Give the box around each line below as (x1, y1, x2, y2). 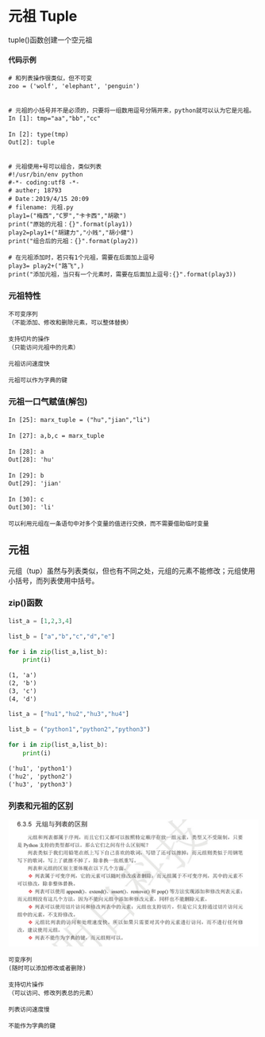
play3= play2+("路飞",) (8, 262, 85, 270)
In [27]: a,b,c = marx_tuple (8, 431, 105, 439)
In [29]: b (8, 471, 44, 479)
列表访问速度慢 (8, 1006, 50, 1014)
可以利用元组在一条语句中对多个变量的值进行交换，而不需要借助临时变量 (8, 520, 209, 528)
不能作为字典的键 (8, 1022, 56, 1030)
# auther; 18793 (8, 187, 62, 195)
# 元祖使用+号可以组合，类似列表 (8, 163, 102, 171)
